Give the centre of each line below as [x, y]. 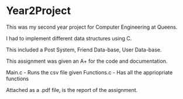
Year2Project [39, 11]
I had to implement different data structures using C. [69, 38]
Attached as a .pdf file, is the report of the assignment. [72, 90]
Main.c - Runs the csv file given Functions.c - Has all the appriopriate [89, 72]
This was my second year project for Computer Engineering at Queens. [92, 27]
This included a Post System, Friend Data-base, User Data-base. [84, 49]
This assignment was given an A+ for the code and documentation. [87, 61]
